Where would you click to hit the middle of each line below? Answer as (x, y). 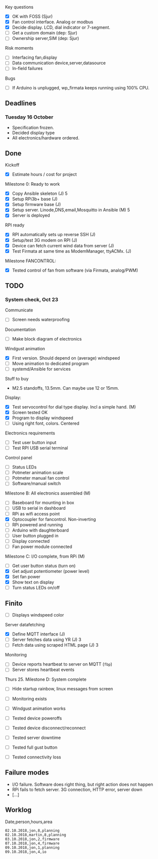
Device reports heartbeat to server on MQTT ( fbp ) (62, 664)
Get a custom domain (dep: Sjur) (45, 33)
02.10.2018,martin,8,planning (36, 835)
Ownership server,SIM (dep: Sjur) (45, 38)
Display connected (31, 541)
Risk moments (19, 48)
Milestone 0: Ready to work (32, 184)
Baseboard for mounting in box (43, 503)
